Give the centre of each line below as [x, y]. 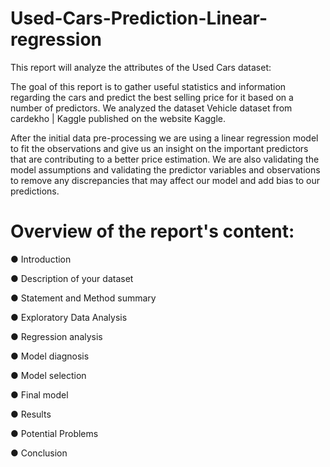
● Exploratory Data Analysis [69, 317]
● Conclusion [39, 453]
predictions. [35, 191]
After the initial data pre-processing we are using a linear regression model [164, 138]
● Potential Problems [54, 433]
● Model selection [48, 375]
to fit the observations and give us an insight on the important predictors [159, 148]
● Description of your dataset [72, 278]
